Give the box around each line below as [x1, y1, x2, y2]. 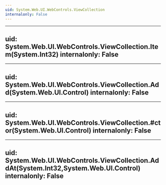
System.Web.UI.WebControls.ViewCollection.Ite [5, 43, 159, 51]
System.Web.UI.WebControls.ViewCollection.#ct [5, 118, 161, 127]
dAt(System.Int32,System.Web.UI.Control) [5, 164, 141, 173]
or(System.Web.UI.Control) [5, 126, 91, 135]
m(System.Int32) [5, 50, 59, 58]
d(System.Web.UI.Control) [5, 88, 89, 96]
